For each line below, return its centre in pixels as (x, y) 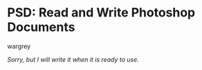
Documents (41, 27)
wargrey (19, 46)
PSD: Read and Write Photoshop (101, 13)
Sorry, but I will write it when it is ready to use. (73, 59)
